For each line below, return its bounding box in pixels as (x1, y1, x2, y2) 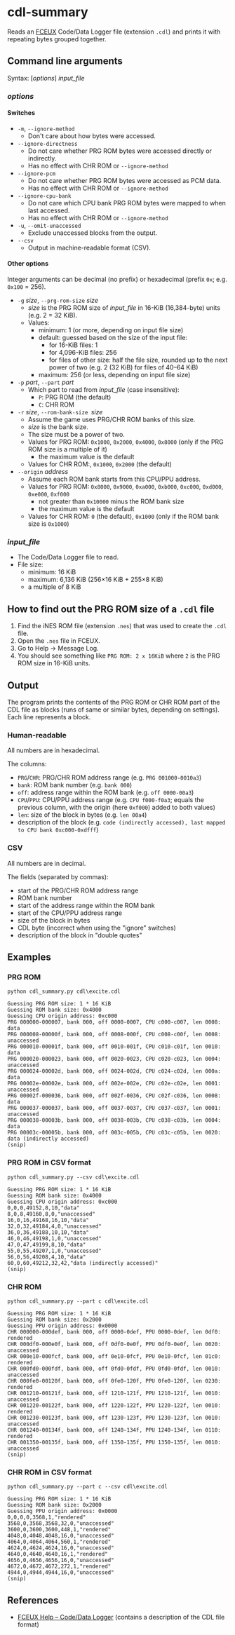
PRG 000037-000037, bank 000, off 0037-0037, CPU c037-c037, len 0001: (7, 1105, 221, 1112)
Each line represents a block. (7, 713, 91, 721)
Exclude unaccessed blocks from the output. (27, 229, 158, 237)
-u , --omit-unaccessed (17, 221, 81, 229)
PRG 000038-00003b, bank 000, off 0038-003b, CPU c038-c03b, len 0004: (7, 1117, 221, 1124)
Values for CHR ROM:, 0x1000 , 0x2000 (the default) (27, 460, 172, 468)
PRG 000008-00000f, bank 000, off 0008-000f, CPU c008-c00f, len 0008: (7, 1031, 221, 1038)
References (7, 1594, 59, 1606)
